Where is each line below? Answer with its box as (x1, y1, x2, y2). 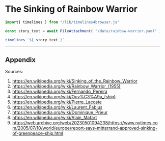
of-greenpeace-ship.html (12, 130, 64, 136)
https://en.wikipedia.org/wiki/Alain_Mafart (12, 114, 97, 121)
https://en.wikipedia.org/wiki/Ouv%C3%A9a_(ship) (12, 94, 116, 100)
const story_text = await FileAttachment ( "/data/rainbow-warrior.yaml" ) (5, 28, 162, 33)
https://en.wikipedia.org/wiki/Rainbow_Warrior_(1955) (12, 84, 121, 89)
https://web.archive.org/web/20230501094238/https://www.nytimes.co (12, 120, 158, 126)
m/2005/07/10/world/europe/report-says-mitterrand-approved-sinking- (12, 125, 158, 131)
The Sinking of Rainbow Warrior (5, 3, 137, 15)
